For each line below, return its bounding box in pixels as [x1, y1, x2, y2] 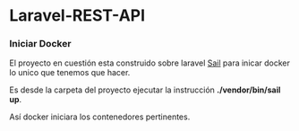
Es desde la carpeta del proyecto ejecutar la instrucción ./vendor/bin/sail [9, 84, 281, 95]
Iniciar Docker [9, 38, 72, 50]
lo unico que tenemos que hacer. [9, 67, 131, 78]
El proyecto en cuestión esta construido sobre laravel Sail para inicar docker [9, 57, 291, 68]
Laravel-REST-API [9, 5, 146, 26]
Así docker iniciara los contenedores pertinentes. [9, 111, 191, 122]
